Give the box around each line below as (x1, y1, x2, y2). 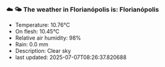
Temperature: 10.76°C (15, 21, 70, 29)
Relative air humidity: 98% (15, 34, 82, 41)
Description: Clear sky (15, 48, 71, 55)
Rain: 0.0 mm (15, 41, 49, 48)
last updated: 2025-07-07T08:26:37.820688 (15, 54, 127, 61)
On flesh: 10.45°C (15, 28, 60, 35)
